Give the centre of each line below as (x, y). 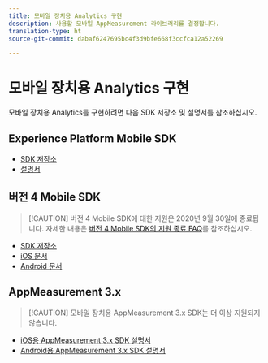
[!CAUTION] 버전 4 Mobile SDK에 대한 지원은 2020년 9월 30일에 (133, 218)
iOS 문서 (34, 256)
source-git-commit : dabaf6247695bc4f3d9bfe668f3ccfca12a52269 (116, 39)
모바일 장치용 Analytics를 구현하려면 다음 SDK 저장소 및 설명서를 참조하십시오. (133, 112)
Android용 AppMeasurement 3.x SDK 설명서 (93, 350)
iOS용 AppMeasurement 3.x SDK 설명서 (86, 340)
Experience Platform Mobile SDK (93, 138)
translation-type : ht (45, 31)
